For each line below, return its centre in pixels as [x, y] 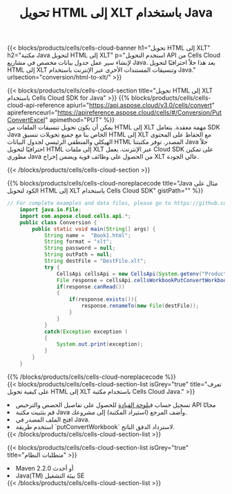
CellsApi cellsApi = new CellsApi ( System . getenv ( [129, 274]
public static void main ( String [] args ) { [94, 229]
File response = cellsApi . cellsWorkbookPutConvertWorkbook [143, 280]
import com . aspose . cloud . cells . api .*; [75, 216]
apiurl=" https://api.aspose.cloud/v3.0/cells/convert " [141, 106]
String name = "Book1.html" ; [87, 235]
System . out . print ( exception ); [100, 344]
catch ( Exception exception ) [86, 332]
